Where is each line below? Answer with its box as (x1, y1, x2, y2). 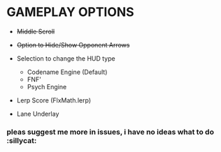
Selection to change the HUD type (16, 54, 116, 63)
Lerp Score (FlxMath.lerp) (16, 96, 92, 105)
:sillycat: (6, 135, 37, 145)
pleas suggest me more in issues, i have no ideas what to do (6, 127, 215, 137)
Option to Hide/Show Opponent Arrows (16, 40, 130, 49)
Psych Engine (27, 82, 67, 91)
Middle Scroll (16, 27, 55, 36)
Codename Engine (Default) (27, 68, 108, 76)
